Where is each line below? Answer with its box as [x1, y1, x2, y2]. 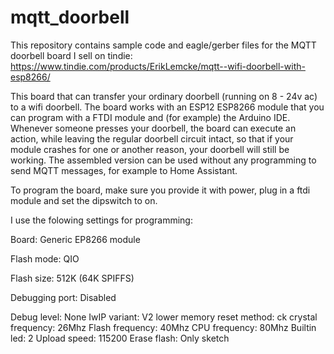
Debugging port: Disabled [10, 291, 117, 303]
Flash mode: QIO [10, 252, 80, 265]
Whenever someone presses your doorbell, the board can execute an [10, 122, 297, 134]
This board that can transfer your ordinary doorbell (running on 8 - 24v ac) [10, 90, 318, 102]
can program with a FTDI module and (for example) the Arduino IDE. [10, 111, 291, 123]
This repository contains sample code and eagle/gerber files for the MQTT [10, 39, 317, 51]
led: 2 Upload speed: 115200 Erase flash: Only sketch [10, 332, 230, 344]
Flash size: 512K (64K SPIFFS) [10, 272, 135, 284]
